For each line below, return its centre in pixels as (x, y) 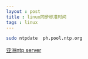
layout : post (23, 11)
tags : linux (22, 22)
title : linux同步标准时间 (36, 17)
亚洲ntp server (24, 50)
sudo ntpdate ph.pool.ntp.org (44, 39)
